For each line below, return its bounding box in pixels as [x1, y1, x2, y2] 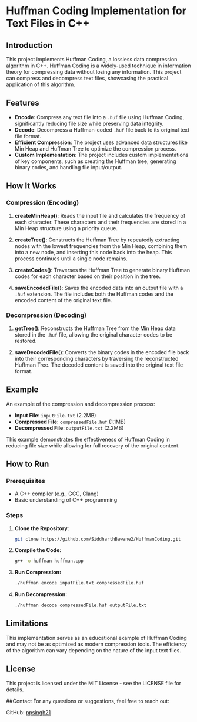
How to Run [6, 459, 49, 469]
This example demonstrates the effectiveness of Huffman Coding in [6, 436, 171, 443]
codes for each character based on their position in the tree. [14, 273, 161, 280]
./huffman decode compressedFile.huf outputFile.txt [14, 602, 147, 609]
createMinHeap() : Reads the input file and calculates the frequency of [14, 212, 186, 219]
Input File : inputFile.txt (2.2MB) [14, 411, 96, 419]
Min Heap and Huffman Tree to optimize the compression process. [14, 145, 176, 152]
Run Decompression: [14, 591, 68, 598]
